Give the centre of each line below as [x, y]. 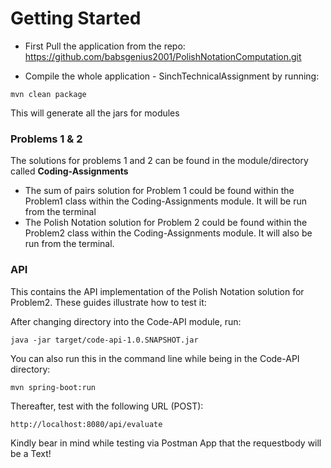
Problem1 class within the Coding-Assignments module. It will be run [166, 201]
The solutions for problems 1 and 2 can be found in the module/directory [159, 161]
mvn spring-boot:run [53, 387]
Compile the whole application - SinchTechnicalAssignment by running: [172, 76]
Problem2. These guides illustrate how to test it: [108, 302]
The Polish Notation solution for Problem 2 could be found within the [166, 223]
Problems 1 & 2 [46, 139]
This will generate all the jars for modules [95, 113]
